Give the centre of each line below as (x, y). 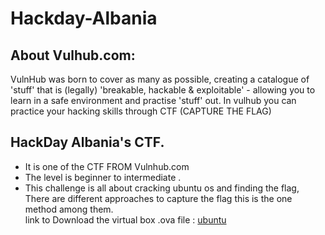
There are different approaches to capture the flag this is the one (158, 198)
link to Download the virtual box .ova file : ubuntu (125, 219)
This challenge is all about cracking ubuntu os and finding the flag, (162, 188)
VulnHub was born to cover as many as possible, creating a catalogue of (160, 79)
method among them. (69, 209)
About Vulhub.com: (73, 55)
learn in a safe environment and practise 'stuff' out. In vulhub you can (153, 100)
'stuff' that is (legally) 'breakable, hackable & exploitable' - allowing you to (163, 90)
